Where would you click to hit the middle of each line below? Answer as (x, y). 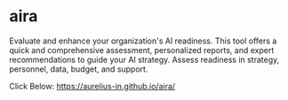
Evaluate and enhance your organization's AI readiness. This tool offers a (143, 41)
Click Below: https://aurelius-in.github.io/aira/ (92, 86)
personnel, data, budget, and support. (79, 69)
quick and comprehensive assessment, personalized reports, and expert (142, 50)
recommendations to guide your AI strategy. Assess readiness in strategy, (144, 59)
